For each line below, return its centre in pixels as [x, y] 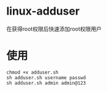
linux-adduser [43, 11]
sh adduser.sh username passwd [46, 77]
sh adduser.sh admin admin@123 [46, 83]
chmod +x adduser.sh [33, 72]
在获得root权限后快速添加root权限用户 [54, 29]
